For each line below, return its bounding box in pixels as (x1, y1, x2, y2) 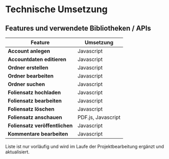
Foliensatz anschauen (8, 114, 62, 121)
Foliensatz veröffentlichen (8, 122, 73, 129)
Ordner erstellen (8, 64, 49, 71)
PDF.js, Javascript (77, 114, 121, 121)
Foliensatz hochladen (8, 89, 61, 96)
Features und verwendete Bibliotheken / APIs (5, 24, 151, 33)
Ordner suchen (8, 81, 45, 88)
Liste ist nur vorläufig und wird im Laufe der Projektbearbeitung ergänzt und (5, 144, 164, 149)
